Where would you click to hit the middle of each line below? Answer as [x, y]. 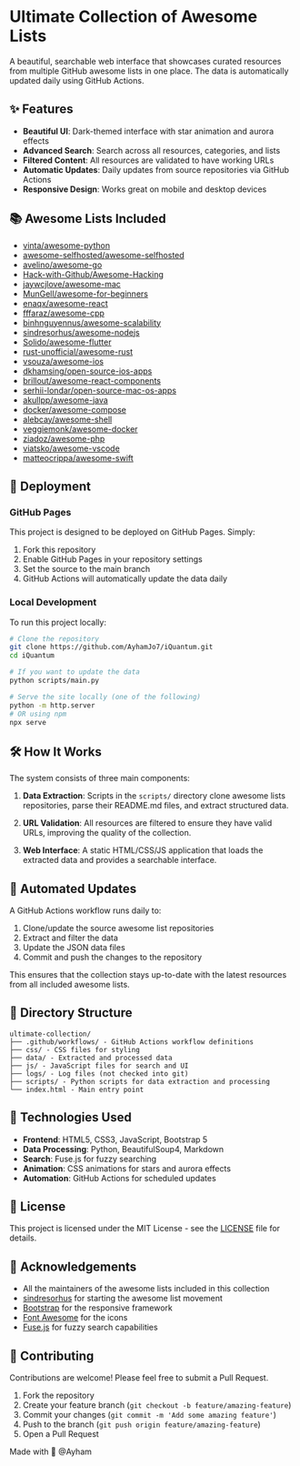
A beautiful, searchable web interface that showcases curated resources [145, 61]
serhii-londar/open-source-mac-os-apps [100, 390]
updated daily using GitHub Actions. [77, 80]
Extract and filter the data [70, 938]
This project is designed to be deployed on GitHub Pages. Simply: [133, 532]
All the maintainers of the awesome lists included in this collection [146, 1289]
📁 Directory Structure [71, 1013]
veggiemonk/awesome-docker [80, 428]
